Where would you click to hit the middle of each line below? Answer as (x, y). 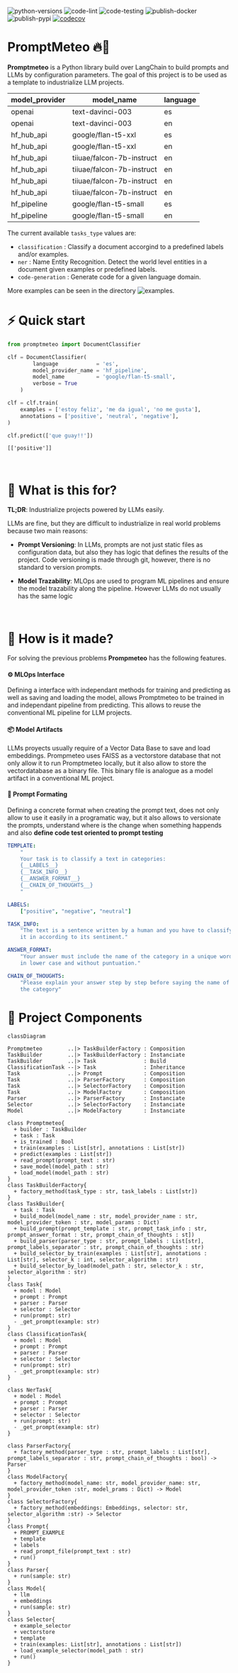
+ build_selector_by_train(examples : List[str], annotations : (110, 1254)
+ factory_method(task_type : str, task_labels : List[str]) (106, 1191)
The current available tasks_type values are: (72, 233)
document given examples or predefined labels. (87, 269)
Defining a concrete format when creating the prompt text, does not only (113, 810)
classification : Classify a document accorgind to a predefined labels (121, 246)
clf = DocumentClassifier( (47, 357)
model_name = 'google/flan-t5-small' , (104, 377)
